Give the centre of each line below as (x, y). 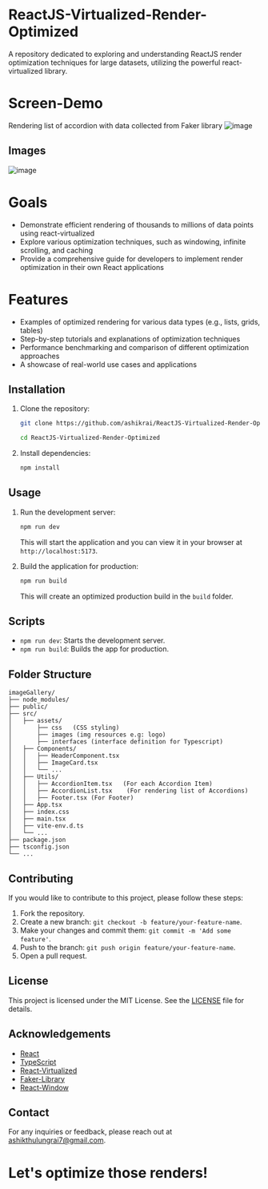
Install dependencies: (55, 453)
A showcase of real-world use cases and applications (108, 364)
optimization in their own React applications (92, 267)
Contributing (41, 879)
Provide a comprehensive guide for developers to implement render (132, 259)
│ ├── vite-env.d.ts (46, 826)
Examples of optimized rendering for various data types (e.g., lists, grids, (140, 321)
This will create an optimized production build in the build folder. (126, 596)
